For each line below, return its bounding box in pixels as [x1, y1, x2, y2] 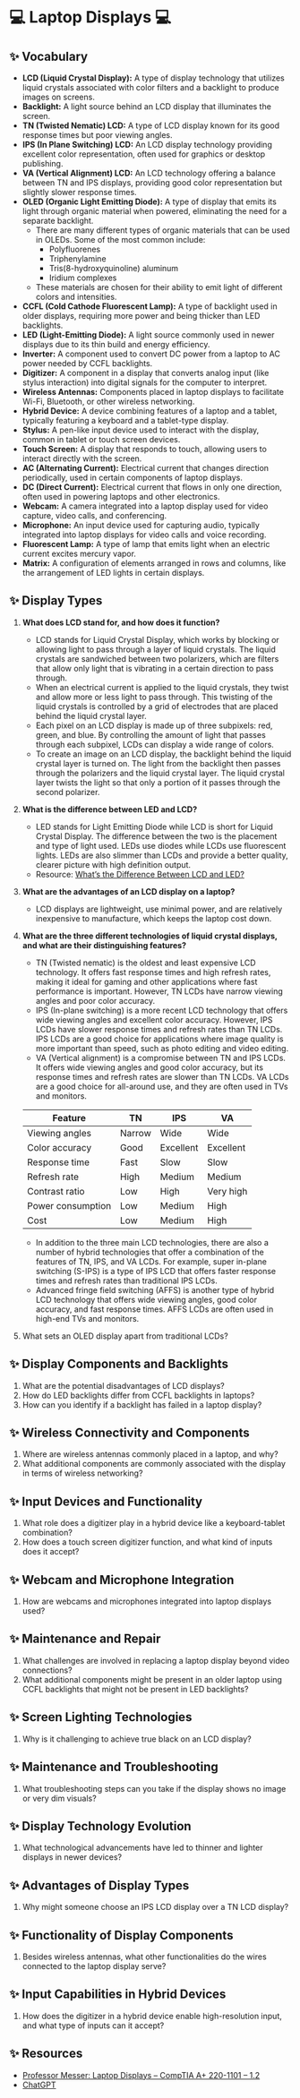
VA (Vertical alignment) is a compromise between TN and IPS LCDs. [35, 1052, 287, 1063]
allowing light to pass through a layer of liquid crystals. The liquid [35, 644, 276, 655]
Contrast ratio [26, 1185, 85, 1197]
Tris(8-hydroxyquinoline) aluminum [48, 263, 179, 273]
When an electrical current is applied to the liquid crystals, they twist [35, 681, 289, 692]
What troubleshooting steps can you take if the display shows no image [21, 1783, 287, 1794]
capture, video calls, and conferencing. [21, 510, 167, 520]
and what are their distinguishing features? [21, 939, 186, 950]
